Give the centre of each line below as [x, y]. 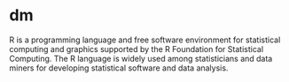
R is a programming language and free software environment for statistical [145, 40]
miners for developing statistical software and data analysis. [119, 68]
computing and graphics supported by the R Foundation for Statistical [137, 48]
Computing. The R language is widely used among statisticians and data [141, 58]
